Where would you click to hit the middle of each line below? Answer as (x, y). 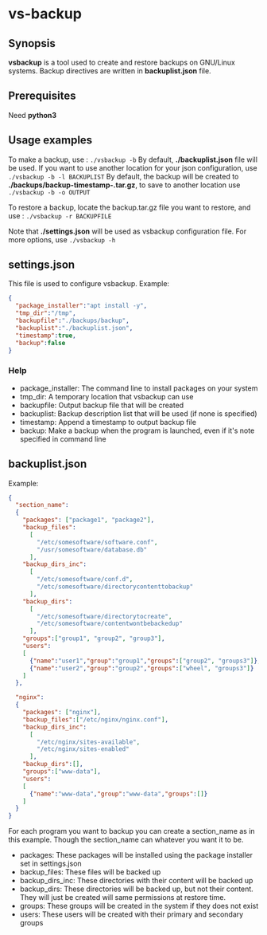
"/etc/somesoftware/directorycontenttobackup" (115, 587)
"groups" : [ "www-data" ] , (62, 772)
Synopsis (32, 43)
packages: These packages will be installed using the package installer (136, 855)
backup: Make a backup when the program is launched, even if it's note (137, 430)
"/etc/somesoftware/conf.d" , (85, 579)
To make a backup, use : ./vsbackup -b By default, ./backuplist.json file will (133, 159)
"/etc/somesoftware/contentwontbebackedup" (110, 624)
